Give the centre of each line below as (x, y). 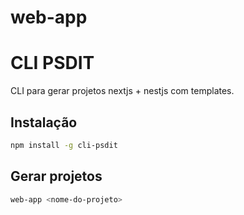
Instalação (44, 122)
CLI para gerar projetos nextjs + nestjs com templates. (122, 91)
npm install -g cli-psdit (64, 145)
